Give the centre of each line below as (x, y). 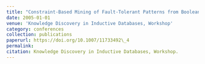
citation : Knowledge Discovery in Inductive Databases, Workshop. (92, 52)
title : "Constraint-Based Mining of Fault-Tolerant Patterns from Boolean (103, 12)
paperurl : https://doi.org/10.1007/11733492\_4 (68, 40)
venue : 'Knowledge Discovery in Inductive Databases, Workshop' (90, 23)
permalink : (20, 46)
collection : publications (39, 35)
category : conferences (35, 29)
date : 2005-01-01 (28, 18)
